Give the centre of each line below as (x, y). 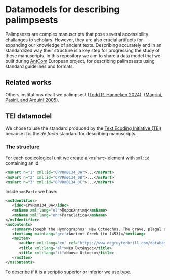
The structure (23, 147)
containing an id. (23, 163)
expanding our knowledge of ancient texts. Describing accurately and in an (83, 45)
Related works (28, 82)
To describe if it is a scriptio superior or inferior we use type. (68, 272)
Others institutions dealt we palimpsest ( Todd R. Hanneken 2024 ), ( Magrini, (84, 94)
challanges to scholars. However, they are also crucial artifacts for (74, 40)
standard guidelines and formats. (40, 66)
